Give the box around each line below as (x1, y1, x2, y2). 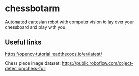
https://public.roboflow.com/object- (61, 60, 134, 66)
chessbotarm (5, 3, 60, 14)
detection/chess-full (5, 65, 46, 71)
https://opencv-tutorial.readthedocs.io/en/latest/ (5, 51, 102, 57)
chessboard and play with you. (5, 24, 67, 30)
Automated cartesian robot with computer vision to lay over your (5, 19, 134, 25)
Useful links (5, 38, 42, 46)
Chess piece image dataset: (5, 60, 61, 66)
